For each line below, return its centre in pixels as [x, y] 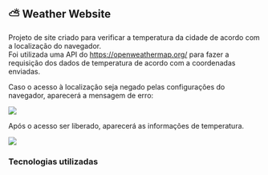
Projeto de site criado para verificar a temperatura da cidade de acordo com [134, 37]
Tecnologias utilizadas [53, 161]
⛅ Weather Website [60, 14]
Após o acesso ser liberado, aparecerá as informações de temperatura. [126, 125]
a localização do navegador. [55, 46]
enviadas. [24, 71]
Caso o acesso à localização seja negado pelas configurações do [117, 86]
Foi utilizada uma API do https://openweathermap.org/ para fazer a [119, 54]
